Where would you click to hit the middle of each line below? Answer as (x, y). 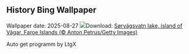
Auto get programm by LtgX (41, 44)
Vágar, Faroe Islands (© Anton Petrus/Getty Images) (72, 32)
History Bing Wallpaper (51, 10)
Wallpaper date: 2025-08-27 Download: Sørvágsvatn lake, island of (94, 25)
